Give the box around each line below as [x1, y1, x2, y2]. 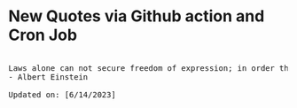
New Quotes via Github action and [8, 6, 265, 27]
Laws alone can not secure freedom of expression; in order [8, 63, 276, 73]
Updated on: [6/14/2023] [8, 89, 116, 99]
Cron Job [8, 25, 77, 45]
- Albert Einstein [8, 72, 89, 81]
